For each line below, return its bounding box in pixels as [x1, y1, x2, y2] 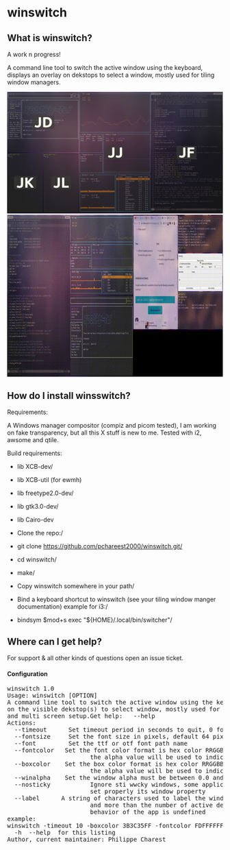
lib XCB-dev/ [16, 463, 53, 471]
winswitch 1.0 [7, 685, 55, 693]
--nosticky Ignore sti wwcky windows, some [14, 781, 199, 789]
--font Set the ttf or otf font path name [14, 740, 188, 748]
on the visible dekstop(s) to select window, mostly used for [7, 705, 220, 714]
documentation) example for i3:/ [16, 603, 108, 611]
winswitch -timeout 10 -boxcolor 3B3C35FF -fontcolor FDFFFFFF [7, 822, 224, 830]
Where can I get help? [7, 635, 103, 647]
